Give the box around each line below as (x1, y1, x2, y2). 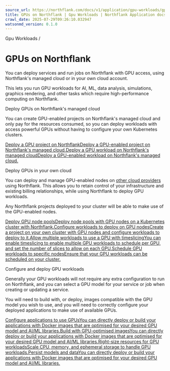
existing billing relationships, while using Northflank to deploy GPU (5, 188, 144, 194)
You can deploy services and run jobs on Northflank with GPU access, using (5, 70, 164, 76)
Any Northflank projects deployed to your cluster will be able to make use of (5, 203, 164, 209)
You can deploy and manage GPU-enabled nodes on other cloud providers (5, 177, 161, 183)
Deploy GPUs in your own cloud (5, 168, 72, 174)
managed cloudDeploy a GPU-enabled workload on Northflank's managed (5, 153, 160, 159)
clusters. (5, 132, 24, 138)
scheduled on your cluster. (5, 256, 61, 263)
